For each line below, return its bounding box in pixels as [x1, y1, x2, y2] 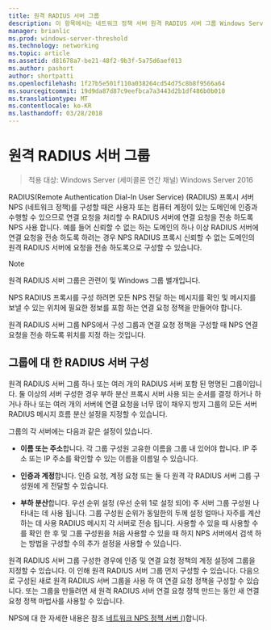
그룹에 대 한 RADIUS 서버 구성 [8, 356, 149, 370]
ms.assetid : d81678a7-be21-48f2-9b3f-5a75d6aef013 [8, 57, 182, 65]
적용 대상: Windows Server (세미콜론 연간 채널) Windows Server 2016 [27, 174, 254, 184]
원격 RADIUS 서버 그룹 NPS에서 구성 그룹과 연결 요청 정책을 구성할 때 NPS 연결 [8, 320, 258, 330]
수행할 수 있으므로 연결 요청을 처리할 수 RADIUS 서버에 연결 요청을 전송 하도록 [8, 212, 254, 222]
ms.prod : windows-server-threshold [8, 34, 128, 43]
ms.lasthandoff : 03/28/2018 [8, 110, 103, 118]
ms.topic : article [8, 49, 70, 57]
